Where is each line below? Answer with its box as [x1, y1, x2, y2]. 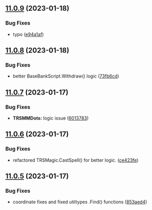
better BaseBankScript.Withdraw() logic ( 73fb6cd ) [12, 73, 120, 79]
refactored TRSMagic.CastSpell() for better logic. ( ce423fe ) [12, 157, 139, 163]
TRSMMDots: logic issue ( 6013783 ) [12, 115, 89, 121]
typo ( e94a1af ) [12, 31, 44, 37]
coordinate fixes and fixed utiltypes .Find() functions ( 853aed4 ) [12, 199, 147, 205]
